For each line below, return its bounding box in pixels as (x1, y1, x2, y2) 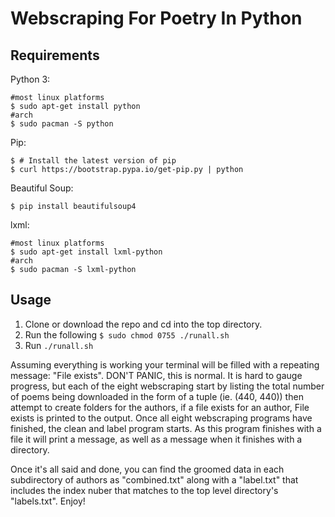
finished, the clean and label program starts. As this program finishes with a (10, 422, 322, 434)
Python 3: (10, 73, 51, 85)
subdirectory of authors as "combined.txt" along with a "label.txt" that (10, 473, 299, 486)
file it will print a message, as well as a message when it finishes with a (10, 433, 303, 445)
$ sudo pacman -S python (10, 119, 114, 129)
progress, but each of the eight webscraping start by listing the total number (10, 380, 325, 392)
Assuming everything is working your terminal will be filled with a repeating (10, 358, 320, 371)
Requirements (10, 47, 100, 64)
